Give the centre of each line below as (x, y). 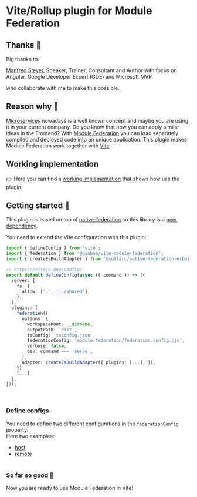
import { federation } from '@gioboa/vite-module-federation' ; (85, 254)
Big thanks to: (23, 59)
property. (17, 429)
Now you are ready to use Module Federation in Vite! (70, 488)
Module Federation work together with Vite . (59, 146)
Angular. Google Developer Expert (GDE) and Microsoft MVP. (80, 77)
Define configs (28, 411)
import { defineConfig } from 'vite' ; (53, 248)
